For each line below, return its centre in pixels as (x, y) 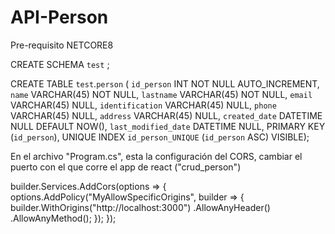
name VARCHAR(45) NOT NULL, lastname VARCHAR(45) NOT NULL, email (161, 94)
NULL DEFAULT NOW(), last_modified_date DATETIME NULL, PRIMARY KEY (168, 126)
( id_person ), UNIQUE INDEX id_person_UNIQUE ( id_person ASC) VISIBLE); (160, 137)
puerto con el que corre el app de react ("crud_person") (126, 167)
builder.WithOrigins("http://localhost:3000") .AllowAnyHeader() (140, 207)
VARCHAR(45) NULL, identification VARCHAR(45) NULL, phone (143, 105)
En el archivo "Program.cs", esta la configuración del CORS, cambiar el (156, 156)
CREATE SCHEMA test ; (60, 64)
